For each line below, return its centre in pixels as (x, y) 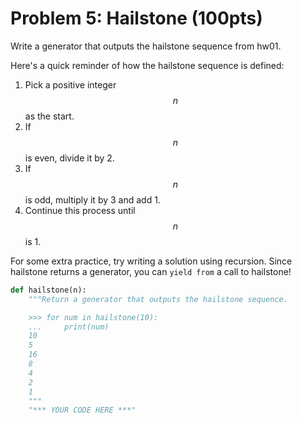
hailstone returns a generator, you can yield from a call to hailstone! (151, 271)
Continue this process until (80, 210)
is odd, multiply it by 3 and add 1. (92, 199)
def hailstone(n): (48, 290)
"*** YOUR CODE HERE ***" (82, 410)
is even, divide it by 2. (69, 158)
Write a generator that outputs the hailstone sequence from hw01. (146, 46)
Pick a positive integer (70, 84)
